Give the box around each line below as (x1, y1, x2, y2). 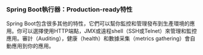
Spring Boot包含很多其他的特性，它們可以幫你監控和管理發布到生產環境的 (6, 20, 190, 27)
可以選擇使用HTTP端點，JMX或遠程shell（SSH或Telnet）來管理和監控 (22, 27, 198, 35)
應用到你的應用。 (11, 42, 55, 50)
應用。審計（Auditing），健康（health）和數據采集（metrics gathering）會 (6, 35, 190, 42)
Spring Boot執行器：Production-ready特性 (6, 5, 133, 13)
